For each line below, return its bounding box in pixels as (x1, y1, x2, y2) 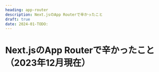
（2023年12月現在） (5, 57, 91, 68)
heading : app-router (5, 7, 49, 13)
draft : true (5, 17, 30, 22)
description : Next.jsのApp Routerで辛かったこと (5, 12, 103, 17)
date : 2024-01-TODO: (5, 21, 49, 27)
